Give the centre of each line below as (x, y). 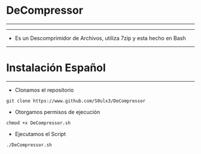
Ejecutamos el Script (40, 134)
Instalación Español (56, 68)
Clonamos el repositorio (44, 90)
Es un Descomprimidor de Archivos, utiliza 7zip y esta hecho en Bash (100, 38)
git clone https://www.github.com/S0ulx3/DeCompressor (76, 101)
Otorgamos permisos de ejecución (57, 112)
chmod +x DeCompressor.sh (38, 123)
